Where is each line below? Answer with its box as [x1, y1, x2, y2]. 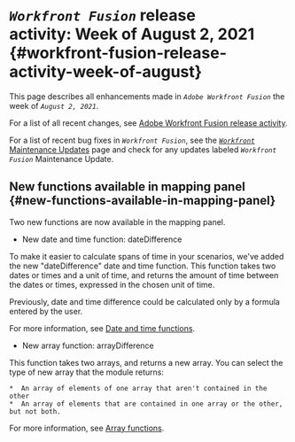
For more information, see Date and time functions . [9, 322, 196, 333]
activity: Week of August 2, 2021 [9, 24, 255, 44]
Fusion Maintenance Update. [9, 153, 114, 164]
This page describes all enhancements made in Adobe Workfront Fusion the [9, 90, 285, 102]
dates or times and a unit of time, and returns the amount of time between [9, 269, 279, 280]
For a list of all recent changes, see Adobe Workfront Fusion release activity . [9, 117, 288, 128]
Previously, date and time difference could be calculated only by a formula [9, 296, 281, 306]
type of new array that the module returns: [9, 367, 165, 377]
